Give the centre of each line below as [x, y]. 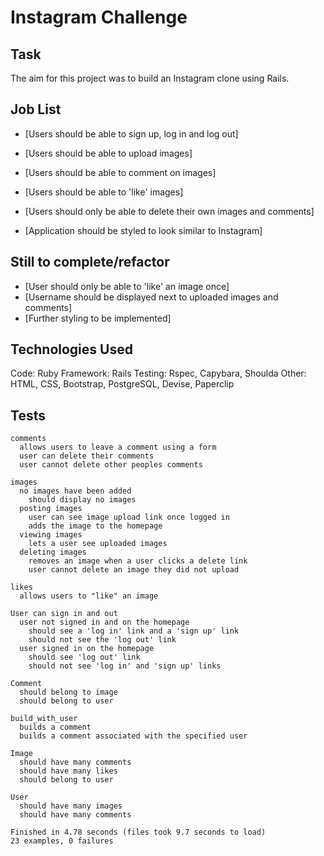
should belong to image [68, 692]
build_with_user [44, 719]
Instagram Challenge [99, 17]
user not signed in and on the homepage [104, 622]
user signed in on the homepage [87, 649]
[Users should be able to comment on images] [120, 172]
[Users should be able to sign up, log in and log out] [131, 133]
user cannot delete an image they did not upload [134, 570]
